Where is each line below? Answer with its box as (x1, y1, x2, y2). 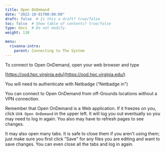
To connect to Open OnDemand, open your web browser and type (5, 62, 139, 68)
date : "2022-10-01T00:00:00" (5, 12, 65, 17)
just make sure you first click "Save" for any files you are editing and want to (5, 136, 160, 142)
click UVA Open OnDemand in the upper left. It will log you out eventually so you (5, 111, 161, 116)
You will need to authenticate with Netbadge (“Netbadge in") (5, 81, 128, 87)
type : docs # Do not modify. (5, 26, 67, 31)
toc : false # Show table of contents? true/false (5, 21, 111, 26)
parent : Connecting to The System (14, 48, 85, 53)
